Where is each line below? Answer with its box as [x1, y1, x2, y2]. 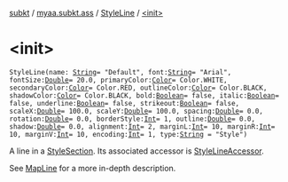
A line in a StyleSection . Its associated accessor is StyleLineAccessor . [9, 146, 264, 156]
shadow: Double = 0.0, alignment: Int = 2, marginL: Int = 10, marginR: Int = [9, 122, 276, 131]
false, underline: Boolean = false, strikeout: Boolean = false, [9, 99, 240, 107]
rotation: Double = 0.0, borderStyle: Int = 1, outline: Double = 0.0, [9, 115, 255, 123]
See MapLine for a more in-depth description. [9, 162, 176, 173]
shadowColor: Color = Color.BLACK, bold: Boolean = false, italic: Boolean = [9, 91, 279, 100]
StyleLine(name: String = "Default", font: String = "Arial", [9, 67, 232, 76]
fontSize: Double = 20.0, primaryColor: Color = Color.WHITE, [9, 75, 228, 84]
